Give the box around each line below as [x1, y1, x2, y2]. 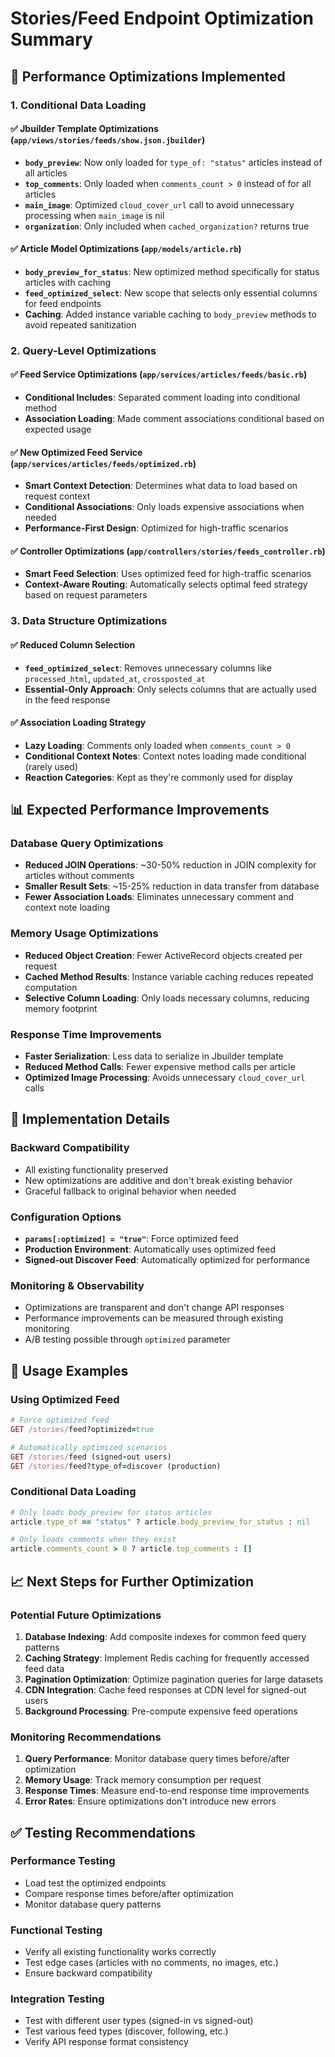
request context [24, 490, 91, 502]
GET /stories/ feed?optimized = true [10, 1424, 155, 1434]
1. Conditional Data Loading [10, 98, 147, 112]
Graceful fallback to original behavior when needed [24, 1185, 237, 1197]
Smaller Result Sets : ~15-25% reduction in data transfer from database [24, 880, 320, 892]
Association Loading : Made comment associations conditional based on [24, 413, 325, 425]
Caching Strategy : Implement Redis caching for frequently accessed [24, 1652, 310, 1664]
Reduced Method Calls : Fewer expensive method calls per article [24, 1061, 296, 1073]
